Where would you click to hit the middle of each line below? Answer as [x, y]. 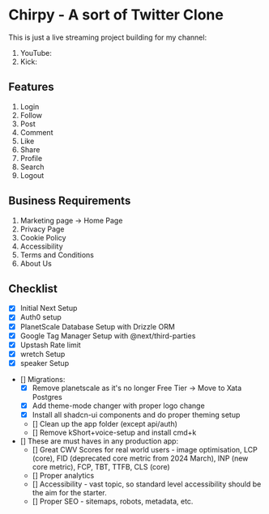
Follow [31, 115]
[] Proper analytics [63, 476]
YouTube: [36, 53]
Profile [31, 158]
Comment [36, 132]
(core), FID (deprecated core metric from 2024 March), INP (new [140, 458]
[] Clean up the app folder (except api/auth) [105, 424]
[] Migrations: [43, 379]
